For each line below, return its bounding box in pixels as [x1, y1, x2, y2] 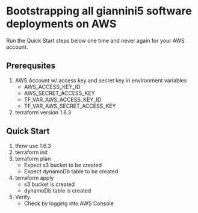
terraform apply [14, 174, 54, 181]
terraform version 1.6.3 [14, 108, 72, 116]
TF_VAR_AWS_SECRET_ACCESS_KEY [23, 102, 116, 110]
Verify [14, 193, 30, 200]
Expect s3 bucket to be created [23, 161, 102, 168]
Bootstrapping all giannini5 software [6, 4, 192, 18]
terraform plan [14, 155, 51, 162]
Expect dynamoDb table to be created [23, 167, 119, 175]
